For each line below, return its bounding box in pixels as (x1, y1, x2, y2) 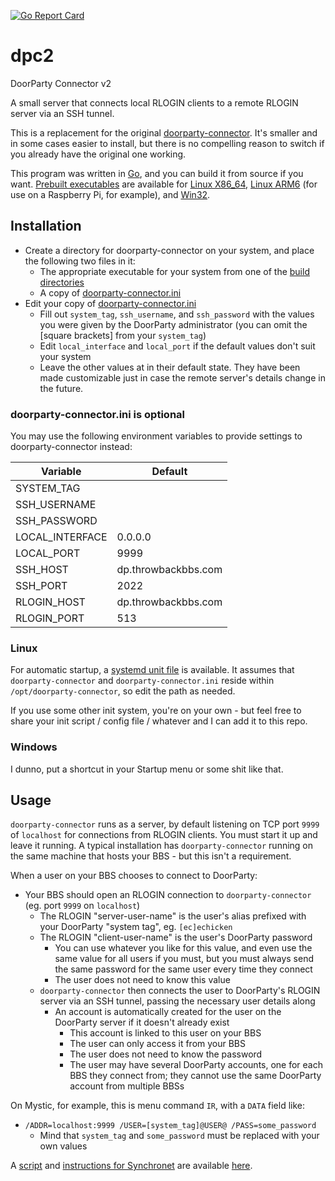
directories (39, 276, 85, 288)
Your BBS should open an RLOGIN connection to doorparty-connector (24, 889, 312, 901)
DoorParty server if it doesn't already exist (54, 1016, 230, 1029)
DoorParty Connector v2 (10, 77, 112, 89)
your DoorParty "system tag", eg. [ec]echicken (39, 921, 233, 933)
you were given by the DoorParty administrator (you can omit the (39, 318, 308, 330)
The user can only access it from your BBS (69, 1038, 247, 1050)
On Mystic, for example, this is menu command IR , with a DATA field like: (10, 1100, 305, 1112)
